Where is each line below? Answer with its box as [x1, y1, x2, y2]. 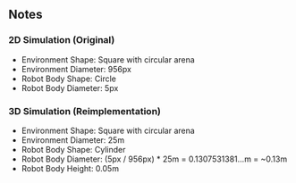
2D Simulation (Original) [8, 34, 115, 46]
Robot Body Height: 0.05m [21, 162, 120, 173]
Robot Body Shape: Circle [21, 73, 117, 84]
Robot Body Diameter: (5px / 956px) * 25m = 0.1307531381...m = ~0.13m [21, 154, 288, 164]
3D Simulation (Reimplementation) [8, 104, 162, 117]
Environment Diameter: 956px [21, 63, 131, 74]
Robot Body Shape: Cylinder [21, 144, 126, 154]
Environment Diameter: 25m [21, 134, 125, 146]
